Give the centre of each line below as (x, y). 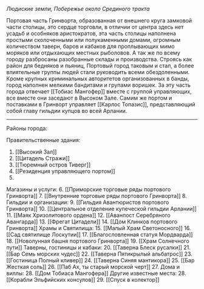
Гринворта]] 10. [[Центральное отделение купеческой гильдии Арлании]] (102, 209)
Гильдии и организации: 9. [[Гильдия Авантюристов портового (88, 202)
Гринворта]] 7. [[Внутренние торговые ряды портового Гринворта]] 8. (97, 196)
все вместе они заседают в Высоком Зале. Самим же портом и (89, 98)
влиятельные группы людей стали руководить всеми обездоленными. (98, 72)
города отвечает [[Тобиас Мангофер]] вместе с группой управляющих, (99, 91)
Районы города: (27, 128)
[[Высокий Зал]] (36, 152)
